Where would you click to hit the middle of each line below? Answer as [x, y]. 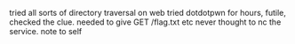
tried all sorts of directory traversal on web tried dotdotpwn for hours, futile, [148, 13]
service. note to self [46, 31]
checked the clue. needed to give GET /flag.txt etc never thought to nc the [145, 22]
